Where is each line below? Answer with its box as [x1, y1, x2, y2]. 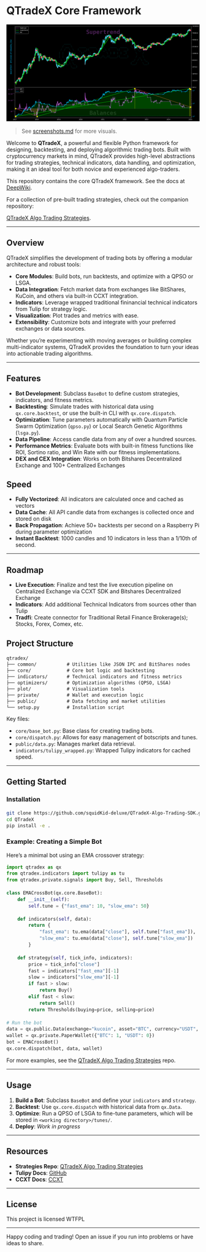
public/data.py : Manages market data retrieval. [15, 740, 136, 747]
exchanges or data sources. [15, 325, 86, 332]
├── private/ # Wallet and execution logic [6, 692, 144, 698]
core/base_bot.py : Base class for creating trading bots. [15, 727, 154, 734]
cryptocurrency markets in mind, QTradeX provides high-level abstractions [6, 152, 195, 160]
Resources [6, 1146, 48, 1157]
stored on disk [15, 515, 52, 522]
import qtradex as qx [6, 864, 62, 870]
